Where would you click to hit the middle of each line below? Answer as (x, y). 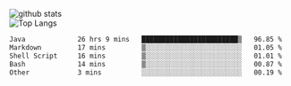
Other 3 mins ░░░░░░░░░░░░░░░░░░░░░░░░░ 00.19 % (145, 72)
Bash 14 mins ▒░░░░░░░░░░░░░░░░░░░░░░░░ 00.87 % (145, 64)
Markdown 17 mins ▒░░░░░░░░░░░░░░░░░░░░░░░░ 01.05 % (145, 47)
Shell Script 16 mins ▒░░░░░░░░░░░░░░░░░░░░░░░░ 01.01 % (145, 56)
